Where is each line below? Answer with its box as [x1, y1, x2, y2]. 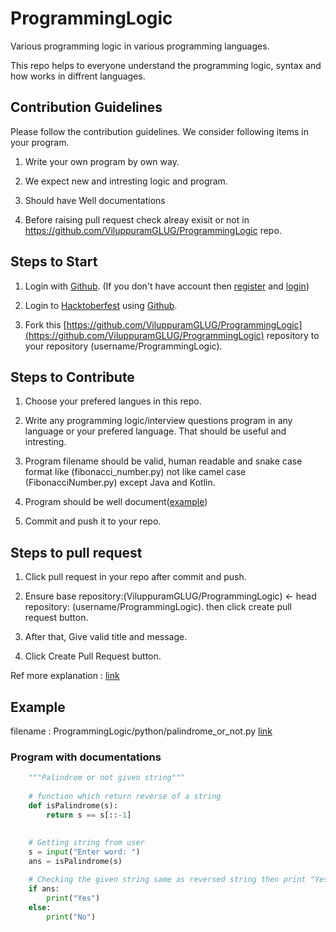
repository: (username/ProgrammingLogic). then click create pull [24, 601, 293, 613]
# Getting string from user [28, 838, 145, 848]
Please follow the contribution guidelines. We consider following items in [10, 125, 310, 137]
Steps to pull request [10, 544, 143, 561]
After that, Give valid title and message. [24, 631, 188, 643]
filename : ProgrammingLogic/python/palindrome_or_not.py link [10, 725, 273, 737]
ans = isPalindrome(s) [28, 857, 123, 867]
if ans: [28, 883, 60, 894]
